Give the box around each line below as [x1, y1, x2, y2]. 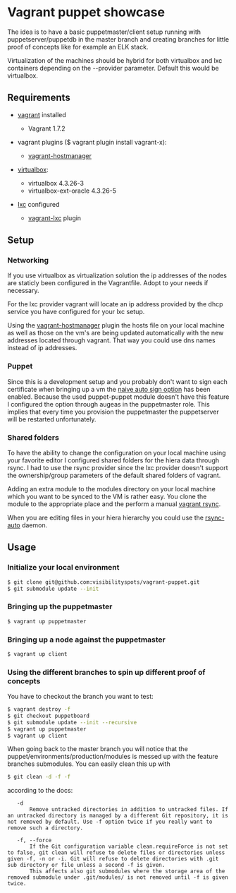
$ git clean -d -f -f [7, 774, 71, 781]
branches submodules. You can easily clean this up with [7, 760, 170, 768]
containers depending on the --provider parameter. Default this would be [7, 64, 220, 72]
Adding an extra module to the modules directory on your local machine [7, 485, 216, 493]
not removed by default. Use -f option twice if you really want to [7, 818, 213, 826]
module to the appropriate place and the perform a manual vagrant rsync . [7, 500, 221, 508]
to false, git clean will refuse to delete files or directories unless [7, 849, 225, 856]
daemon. [21, 521, 48, 529]
